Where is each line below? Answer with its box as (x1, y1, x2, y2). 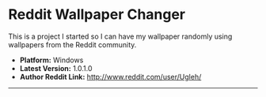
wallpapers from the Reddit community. (8, 39, 137, 49)
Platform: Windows (19, 55, 84, 65)
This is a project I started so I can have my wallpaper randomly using (8, 32, 233, 41)
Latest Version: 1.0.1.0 (19, 63, 93, 73)
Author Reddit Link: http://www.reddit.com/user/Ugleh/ (19, 72, 202, 81)
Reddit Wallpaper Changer (8, 6, 186, 24)
